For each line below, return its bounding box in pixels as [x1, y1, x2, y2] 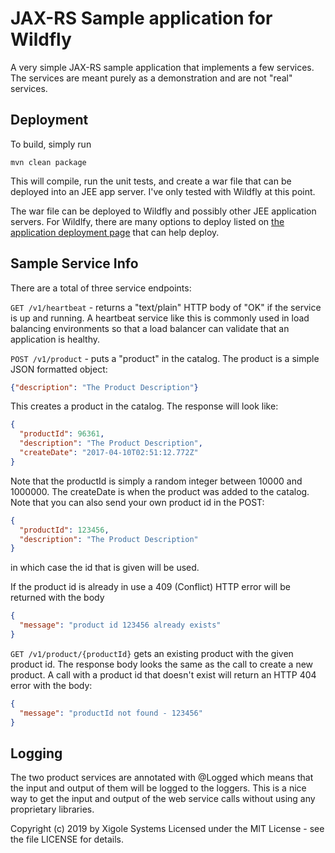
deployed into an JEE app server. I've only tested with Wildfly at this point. [10, 185, 316, 197]
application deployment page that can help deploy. [10, 226, 220, 238]
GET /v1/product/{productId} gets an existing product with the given [10, 647, 294, 659]
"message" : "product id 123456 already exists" [19, 620, 222, 631]
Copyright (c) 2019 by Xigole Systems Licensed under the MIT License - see [10, 823, 325, 835]
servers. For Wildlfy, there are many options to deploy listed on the [10, 215, 285, 227]
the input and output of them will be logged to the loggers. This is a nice [10, 782, 307, 794]
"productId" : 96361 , [19, 429, 105, 439]
